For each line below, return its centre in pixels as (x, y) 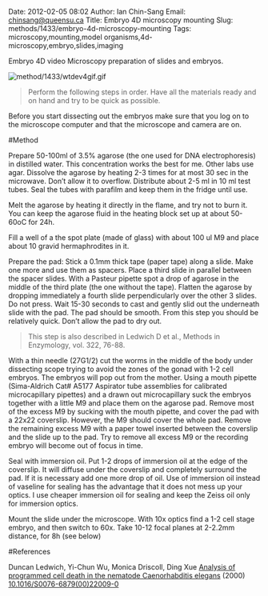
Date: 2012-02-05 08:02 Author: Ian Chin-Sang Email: (97, 12)
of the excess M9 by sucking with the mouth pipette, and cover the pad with (134, 412)
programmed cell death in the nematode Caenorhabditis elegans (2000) (127, 576)
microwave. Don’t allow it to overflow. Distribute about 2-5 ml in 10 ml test (130, 181)
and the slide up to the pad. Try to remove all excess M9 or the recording (128, 437)
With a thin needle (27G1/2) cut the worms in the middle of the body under (131, 360)
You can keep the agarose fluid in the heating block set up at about (119, 214)
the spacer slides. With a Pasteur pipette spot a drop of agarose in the (124, 278)
